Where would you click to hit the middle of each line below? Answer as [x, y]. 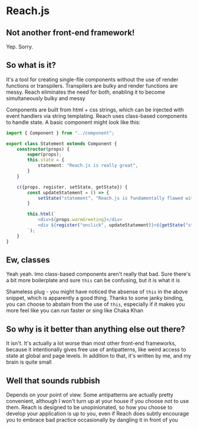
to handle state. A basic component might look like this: [73, 122]
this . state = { [46, 160]
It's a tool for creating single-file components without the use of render [92, 79]
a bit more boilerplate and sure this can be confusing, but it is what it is [93, 280]
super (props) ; [44, 154]
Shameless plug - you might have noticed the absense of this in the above [97, 292]
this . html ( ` [42, 214]
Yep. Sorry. [20, 47]
